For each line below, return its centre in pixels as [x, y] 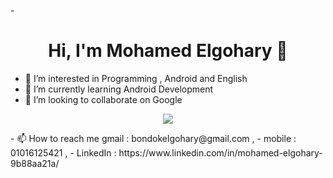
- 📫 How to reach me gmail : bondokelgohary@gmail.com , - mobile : [153, 138]
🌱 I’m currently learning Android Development [119, 89]
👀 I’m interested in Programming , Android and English [136, 78]
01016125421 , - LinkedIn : [63, 152]
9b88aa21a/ [35, 163]
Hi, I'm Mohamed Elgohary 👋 [168, 51]
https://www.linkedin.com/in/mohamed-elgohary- [220, 152]
